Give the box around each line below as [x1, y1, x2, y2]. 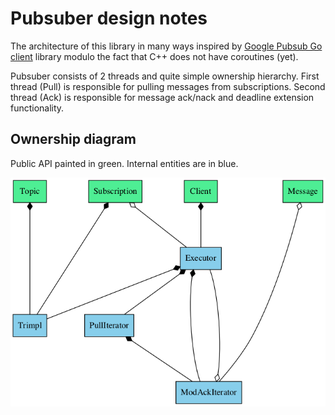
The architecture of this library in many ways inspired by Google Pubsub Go [10, 40, 323, 52]
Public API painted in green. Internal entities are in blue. [10, 157, 239, 169]
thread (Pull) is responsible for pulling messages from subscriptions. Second [10, 80, 326, 92]
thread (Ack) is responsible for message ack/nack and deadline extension [10, 91, 315, 103]
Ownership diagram [10, 131, 137, 148]
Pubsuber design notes [10, 7, 208, 30]
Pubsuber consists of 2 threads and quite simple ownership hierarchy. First [10, 70, 320, 82]
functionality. [10, 102, 65, 114]
